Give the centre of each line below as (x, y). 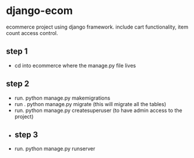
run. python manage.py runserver (55, 149)
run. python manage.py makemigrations (62, 98)
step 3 (26, 134)
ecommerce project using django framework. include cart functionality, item (97, 27)
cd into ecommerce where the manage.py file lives (75, 65)
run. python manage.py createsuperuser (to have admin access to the (98, 110)
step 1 (17, 52)
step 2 (18, 84)
